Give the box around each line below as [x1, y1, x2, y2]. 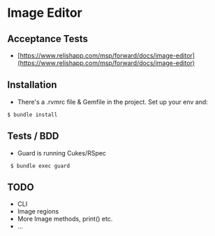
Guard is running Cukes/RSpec [17, 148, 107, 157]
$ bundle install [7, 111, 58, 118]
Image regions [17, 207, 59, 216]
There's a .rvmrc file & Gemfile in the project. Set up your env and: [17, 97, 208, 106]
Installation [7, 79, 57, 91]
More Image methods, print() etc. [17, 215, 113, 223]
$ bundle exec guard [10, 162, 71, 169]
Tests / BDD [7, 130, 59, 142]
